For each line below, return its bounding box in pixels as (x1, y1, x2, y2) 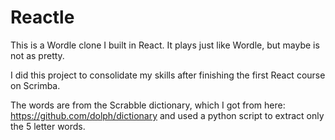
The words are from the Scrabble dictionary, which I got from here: (10, 99, 286, 111)
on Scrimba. (10, 79, 61, 91)
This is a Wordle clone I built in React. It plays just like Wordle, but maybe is (10, 39, 320, 51)
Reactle (10, 6, 75, 29)
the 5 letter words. (10, 120, 86, 132)
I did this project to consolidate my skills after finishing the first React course (10, 69, 326, 81)
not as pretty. (10, 49, 65, 61)
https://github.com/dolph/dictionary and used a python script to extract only (10, 109, 325, 121)
